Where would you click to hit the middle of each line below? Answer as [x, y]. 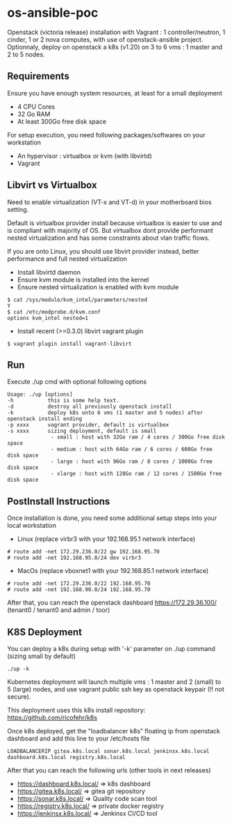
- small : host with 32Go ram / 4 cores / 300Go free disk [138, 437]
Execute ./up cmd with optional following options [77, 382]
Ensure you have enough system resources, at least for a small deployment [115, 93]
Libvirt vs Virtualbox [52, 185]
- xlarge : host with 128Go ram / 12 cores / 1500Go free [136, 474]
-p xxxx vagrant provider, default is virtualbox [88, 425]
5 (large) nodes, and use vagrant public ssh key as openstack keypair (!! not [116, 689]
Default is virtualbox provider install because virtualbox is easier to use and [115, 223]
